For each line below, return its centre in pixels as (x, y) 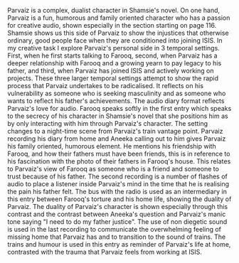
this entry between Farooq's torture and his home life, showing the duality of (119, 199)
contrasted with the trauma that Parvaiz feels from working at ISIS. (105, 252)
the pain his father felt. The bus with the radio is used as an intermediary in (117, 192)
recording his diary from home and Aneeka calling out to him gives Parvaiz (117, 139)
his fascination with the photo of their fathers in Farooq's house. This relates (119, 161)
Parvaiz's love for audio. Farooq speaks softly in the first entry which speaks (119, 108)
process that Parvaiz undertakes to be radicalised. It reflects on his (106, 86)
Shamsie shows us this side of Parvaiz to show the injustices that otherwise (118, 33)
